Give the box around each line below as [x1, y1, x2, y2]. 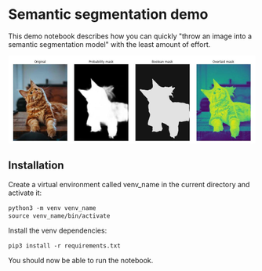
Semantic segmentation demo [8, 5, 209, 23]
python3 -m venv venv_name [8, 204, 96, 212]
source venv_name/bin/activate [8, 211, 111, 220]
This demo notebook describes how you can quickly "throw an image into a [8, 31, 253, 41]
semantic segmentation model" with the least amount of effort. [8, 39, 211, 49]
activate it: [8, 188, 42, 197]
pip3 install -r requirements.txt [8, 241, 122, 250]
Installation [8, 159, 64, 172]
